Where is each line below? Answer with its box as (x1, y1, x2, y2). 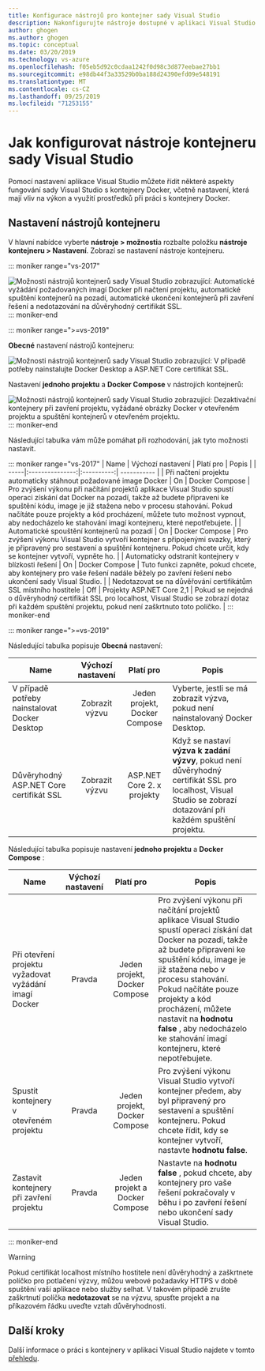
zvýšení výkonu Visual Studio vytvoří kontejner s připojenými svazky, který (8, 534, 251, 544)
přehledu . (8, 1353, 39, 1363)
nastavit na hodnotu (157, 1013, 233, 1024)
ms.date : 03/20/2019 (8, 48, 77, 56)
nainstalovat (12, 702, 58, 714)
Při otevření (12, 949, 55, 960)
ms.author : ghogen (8, 33, 69, 42)
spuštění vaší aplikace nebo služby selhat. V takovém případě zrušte (8, 1284, 231, 1294)
